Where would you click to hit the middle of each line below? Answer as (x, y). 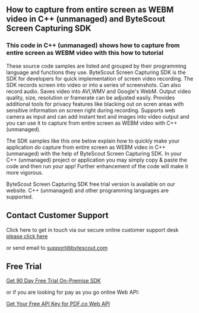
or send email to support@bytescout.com (57, 247)
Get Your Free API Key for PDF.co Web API (58, 304)
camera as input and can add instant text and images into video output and (98, 116)
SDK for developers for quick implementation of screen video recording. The (100, 78)
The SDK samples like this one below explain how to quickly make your (93, 141)
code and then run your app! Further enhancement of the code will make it (97, 166)
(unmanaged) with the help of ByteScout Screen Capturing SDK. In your (94, 153)
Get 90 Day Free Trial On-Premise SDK (53, 281)
